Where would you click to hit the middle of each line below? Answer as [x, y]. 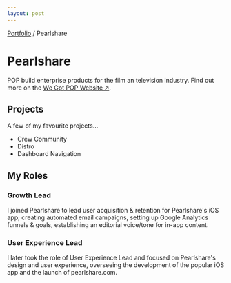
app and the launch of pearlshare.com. [62, 273]
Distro [26, 146]
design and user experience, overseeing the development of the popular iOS [116, 265]
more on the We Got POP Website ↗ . [59, 88]
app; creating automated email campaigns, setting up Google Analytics [108, 217]
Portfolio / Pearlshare [37, 33]
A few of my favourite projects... [53, 126]
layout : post [26, 13]
